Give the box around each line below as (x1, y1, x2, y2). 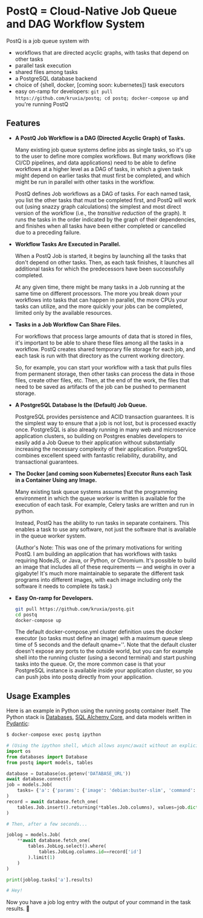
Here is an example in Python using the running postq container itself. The (6, 707, 191, 714)
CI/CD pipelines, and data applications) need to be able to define (14, 159, 176, 166)
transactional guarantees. (14, 458, 79, 465)
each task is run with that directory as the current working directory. (14, 352, 185, 359)
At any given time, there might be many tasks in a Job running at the (14, 283, 185, 291)
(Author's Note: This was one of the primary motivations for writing (14, 544, 182, 551)
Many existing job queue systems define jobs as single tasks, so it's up (14, 146, 192, 153)
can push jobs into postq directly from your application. (14, 673, 153, 681)
